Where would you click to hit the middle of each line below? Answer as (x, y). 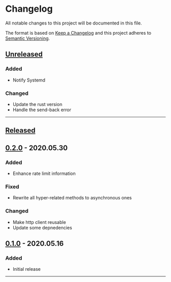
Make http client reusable (39, 222)
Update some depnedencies (42, 227)
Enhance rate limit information (44, 173)
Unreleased (24, 54)
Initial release (26, 269)
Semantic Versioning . (27, 38)
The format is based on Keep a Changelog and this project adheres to (78, 33)
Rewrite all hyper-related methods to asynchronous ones (72, 198)
